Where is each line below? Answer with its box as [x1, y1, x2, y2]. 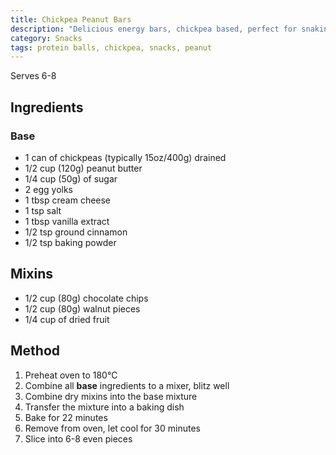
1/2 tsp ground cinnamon [24, 226, 128, 238]
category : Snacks [10, 33, 83, 43]
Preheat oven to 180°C [24, 369, 118, 381]
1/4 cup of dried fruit [24, 313, 110, 325]
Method [10, 342, 61, 360]
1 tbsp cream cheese [24, 194, 112, 206]
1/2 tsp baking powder [24, 236, 117, 248]
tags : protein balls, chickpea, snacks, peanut [10, 42, 213, 53]
